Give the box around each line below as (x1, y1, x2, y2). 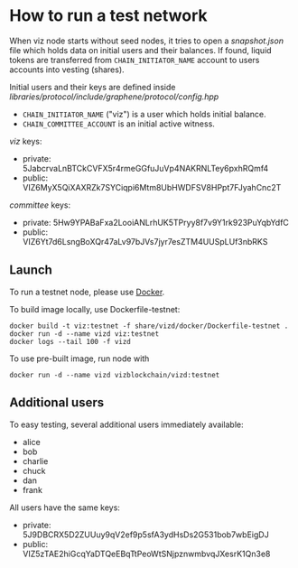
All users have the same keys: (9, 502, 120, 513)
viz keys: (9, 135, 42, 146)
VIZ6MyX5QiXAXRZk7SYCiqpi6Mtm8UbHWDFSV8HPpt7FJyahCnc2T (22, 182, 282, 192)
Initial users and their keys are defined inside (9, 81, 176, 92)
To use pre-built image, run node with (9, 353, 150, 364)
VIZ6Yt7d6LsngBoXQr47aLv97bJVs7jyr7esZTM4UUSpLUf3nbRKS (22, 236, 268, 247)
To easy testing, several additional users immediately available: (9, 419, 244, 430)
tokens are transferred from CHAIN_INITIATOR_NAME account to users (9, 54, 260, 65)
